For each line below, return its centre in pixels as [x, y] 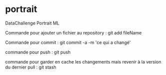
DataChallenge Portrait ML [32, 23]
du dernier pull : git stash [31, 67]
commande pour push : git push [38, 52]
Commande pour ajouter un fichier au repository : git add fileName [74, 32]
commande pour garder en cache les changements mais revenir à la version [83, 61]
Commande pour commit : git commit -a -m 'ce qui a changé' [68, 42]
